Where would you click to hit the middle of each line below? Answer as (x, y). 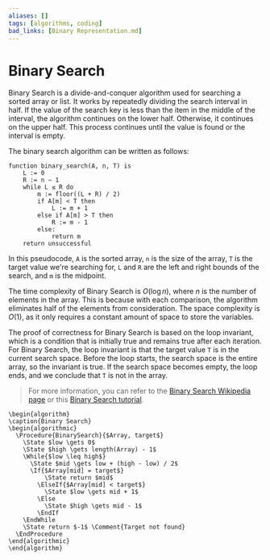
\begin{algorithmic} (43, 429)
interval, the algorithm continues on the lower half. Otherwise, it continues (131, 118)
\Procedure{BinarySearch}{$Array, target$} (89, 436)
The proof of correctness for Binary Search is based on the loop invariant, (131, 333)
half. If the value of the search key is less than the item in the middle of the (132, 110)
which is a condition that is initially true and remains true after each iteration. (135, 341)
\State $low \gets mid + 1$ (91, 492)
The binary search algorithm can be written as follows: (99, 151)
